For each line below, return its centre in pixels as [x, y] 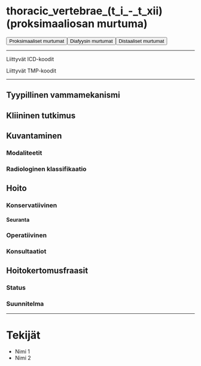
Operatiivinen [26, 235]
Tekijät [23, 335]
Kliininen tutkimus [41, 115]
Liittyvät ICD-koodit [30, 59]
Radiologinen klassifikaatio [46, 169]
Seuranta [18, 219]
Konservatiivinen [32, 205]
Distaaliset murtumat [141, 41]
